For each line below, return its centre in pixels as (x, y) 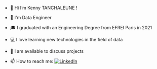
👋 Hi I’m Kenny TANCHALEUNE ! (44, 8)
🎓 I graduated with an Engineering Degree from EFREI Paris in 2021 (81, 27)
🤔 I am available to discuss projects (47, 51)
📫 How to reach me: (32, 61)
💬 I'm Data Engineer (31, 17)
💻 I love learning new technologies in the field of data (66, 40)
